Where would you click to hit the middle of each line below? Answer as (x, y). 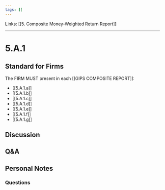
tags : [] (14, 10)
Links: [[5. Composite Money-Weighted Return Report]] (61, 24)
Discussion (23, 135)
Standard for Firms (34, 66)
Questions (18, 182)
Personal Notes (29, 168)
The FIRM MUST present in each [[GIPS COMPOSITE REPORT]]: (70, 78)
